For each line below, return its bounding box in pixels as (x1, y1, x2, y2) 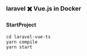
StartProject (6, 21, 37, 28)
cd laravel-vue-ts (6, 34, 51, 40)
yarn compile (6, 39, 38, 45)
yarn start (6, 44, 33, 50)
